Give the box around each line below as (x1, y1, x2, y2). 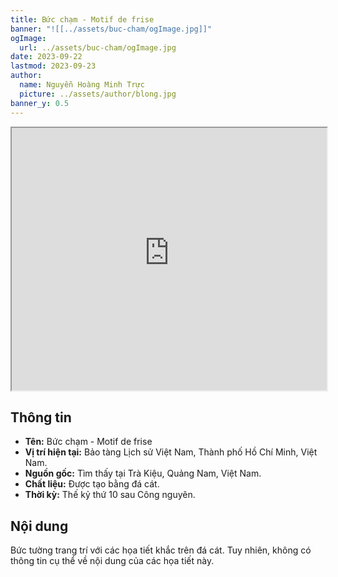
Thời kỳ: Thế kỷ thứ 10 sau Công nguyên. (24, 489, 196, 501)
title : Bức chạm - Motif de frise (10, 14, 155, 25)
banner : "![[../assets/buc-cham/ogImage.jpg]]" (10, 24, 213, 34)
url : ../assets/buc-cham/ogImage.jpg (19, 42, 177, 53)
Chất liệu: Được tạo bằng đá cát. (24, 478, 160, 490)
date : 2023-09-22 (10, 52, 83, 62)
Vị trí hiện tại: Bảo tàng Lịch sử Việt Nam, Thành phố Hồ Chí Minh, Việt (24, 446, 318, 458)
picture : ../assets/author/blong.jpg (19, 89, 177, 99)
